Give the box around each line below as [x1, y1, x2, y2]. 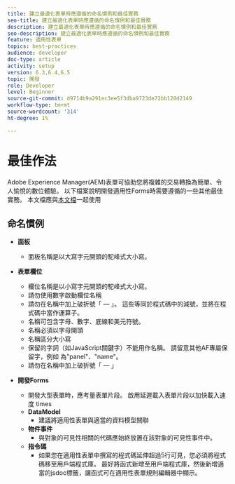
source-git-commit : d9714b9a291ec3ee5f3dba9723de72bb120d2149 [7, 95, 192, 102]
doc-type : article [7, 56, 61, 63]
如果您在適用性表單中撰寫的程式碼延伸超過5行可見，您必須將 [38, 451, 214, 459]
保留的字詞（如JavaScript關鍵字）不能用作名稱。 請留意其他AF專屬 [27, 344, 222, 352]
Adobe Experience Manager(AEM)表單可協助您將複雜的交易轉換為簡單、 [7, 177, 217, 186]
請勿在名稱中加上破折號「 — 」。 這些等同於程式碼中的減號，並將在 [27, 300, 220, 309]
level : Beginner [7, 88, 55, 95]
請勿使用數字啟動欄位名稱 [27, 291, 102, 300]
